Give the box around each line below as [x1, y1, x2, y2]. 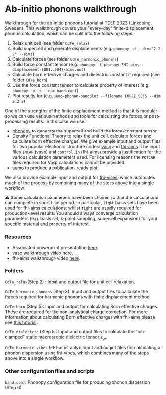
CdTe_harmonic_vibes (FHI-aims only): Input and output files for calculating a [5, 345, 160, 351]
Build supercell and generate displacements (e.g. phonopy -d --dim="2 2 [12, 45, 161, 51]
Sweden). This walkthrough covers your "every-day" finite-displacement [5, 25, 154, 31]
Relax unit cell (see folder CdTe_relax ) [12, 40, 89, 46]
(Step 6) [5, 384, 22, 390]
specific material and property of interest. [5, 221, 90, 227]
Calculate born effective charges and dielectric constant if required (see [12, 71, 160, 77]
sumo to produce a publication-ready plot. [12, 165, 99, 171]
